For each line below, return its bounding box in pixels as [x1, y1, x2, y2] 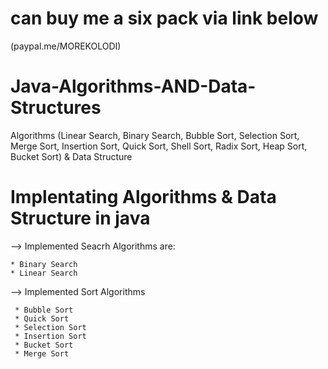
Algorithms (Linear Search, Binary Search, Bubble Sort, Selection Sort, [10, 129, 300, 141]
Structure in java [10, 207, 151, 230]
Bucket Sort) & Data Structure [10, 150, 133, 162]
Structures [10, 97, 102, 119]
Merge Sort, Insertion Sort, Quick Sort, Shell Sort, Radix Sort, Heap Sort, [10, 140, 308, 152]
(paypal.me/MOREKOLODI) [10, 40, 122, 52]
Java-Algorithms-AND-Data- [10, 75, 257, 98]
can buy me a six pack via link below [10, 7, 319, 30]
